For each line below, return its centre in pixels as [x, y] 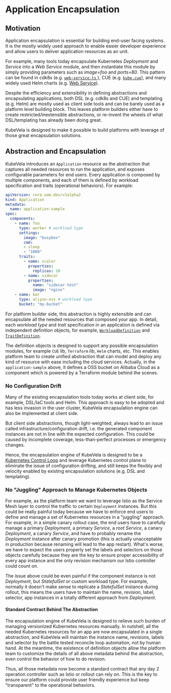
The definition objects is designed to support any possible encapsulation [82, 345]
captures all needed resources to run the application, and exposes [75, 169]
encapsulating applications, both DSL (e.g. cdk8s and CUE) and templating [84, 98]
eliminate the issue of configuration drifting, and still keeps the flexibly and [84, 466]
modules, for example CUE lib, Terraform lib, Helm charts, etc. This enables [82, 351]
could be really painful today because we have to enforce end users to [80, 512]
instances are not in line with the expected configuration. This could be [80, 434]
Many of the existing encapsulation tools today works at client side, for [80, 397]
